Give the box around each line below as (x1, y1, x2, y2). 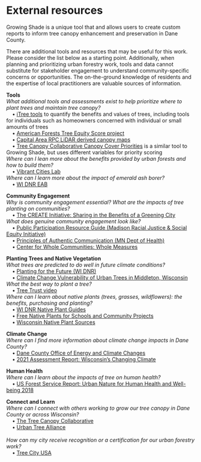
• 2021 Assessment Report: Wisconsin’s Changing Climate (11, 355, 156, 363)
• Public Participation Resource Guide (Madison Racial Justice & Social (11, 224, 187, 231)
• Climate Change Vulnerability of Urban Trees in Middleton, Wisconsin (11, 274, 188, 281)
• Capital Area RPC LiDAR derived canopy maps (11, 136, 131, 143)
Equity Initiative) (6, 230, 46, 238)
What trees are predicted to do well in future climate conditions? (6, 261, 166, 268)
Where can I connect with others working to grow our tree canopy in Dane (6, 404, 190, 412)
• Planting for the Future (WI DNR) (11, 268, 97, 275)
